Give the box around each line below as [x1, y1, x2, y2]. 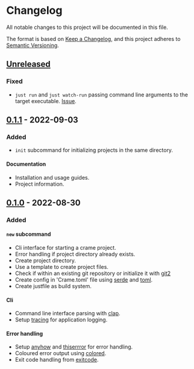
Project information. [14, 180, 64, 188]
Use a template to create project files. [14, 263, 108, 271]
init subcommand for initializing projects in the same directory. [14, 147, 174, 154]
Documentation [6, 160, 46, 168]
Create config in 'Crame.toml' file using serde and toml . [14, 276, 153, 283]
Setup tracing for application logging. [14, 316, 108, 323]
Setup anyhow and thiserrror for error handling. [14, 343, 133, 350]
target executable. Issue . [14, 97, 77, 104]
